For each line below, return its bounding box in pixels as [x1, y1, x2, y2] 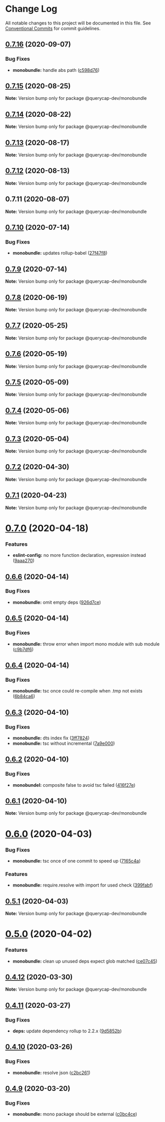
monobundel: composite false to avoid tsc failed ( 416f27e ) [12, 782, 136, 788]
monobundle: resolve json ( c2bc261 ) [12, 1070, 90, 1076]
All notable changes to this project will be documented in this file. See [5, 20, 151, 26]
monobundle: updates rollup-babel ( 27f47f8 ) [12, 250, 108, 256]
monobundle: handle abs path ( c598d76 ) [12, 67, 100, 73]
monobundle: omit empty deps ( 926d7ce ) [12, 599, 102, 605]
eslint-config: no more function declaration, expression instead [12, 552, 146, 558]
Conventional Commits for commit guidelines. [5, 25, 101, 31]
